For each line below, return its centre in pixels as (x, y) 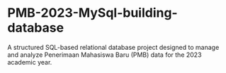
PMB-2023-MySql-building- (93, 13)
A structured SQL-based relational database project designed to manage (113, 47)
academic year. (30, 62)
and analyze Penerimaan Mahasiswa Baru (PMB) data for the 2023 (104, 55)
